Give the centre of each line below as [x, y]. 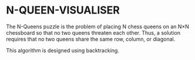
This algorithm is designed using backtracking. [63, 50]
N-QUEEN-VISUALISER [63, 10]
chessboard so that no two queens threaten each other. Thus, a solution [93, 32]
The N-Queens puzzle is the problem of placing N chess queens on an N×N [98, 26]
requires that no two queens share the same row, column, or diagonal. [91, 39]
